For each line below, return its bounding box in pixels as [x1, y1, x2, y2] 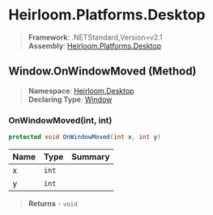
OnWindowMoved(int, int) [8, 115, 113, 126]
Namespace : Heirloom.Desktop [28, 86, 134, 95]
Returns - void [28, 198, 79, 208]
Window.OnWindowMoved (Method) [8, 65, 197, 78]
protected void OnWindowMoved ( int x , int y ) [8, 133, 161, 141]
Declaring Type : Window [28, 95, 113, 104]
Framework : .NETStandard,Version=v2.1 [28, 32, 163, 42]
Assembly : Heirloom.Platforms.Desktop [28, 40, 162, 50]
